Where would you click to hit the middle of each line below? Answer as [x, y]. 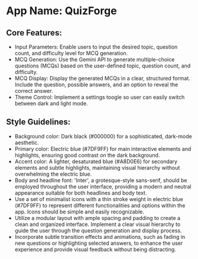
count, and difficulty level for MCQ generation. [71, 53]
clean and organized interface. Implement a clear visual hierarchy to [98, 224]
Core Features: [34, 33]
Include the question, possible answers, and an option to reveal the [96, 85]
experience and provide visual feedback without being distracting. [95, 249]
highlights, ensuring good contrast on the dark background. [87, 155]
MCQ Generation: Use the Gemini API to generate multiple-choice [95, 59]
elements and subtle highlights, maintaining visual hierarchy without [97, 167]
